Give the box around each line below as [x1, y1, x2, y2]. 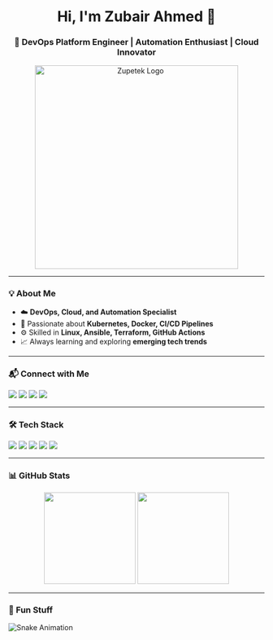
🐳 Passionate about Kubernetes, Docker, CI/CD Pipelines [19, 318, 214, 328]
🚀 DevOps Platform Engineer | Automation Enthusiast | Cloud [14, 37, 259, 48]
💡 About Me [8, 288, 56, 300]
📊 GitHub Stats [8, 470, 71, 481]
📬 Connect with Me [8, 368, 89, 379]
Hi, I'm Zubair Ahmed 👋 [56, 7, 217, 26]
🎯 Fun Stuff [8, 604, 54, 616]
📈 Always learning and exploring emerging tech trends [19, 336, 207, 346]
